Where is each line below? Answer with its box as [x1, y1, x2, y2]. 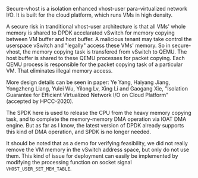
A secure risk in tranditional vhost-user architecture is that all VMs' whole [6, 23, 186, 30]
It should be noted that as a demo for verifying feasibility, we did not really [6, 140, 188, 146]
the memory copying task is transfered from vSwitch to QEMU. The [23, 48, 187, 55]
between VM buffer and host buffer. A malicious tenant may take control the [6, 36, 192, 42]
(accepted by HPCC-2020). [6, 98, 74, 105]
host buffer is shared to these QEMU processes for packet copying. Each [6, 55, 186, 61]
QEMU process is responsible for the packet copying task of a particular [6, 61, 183, 68]
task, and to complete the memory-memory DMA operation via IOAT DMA [6, 115, 187, 123]
